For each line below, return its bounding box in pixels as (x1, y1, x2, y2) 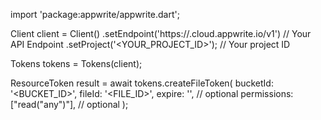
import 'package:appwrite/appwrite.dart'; (10, 9, 180, 20)
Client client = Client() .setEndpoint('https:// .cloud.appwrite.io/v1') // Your (10, 28, 312, 39)
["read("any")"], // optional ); (10, 99, 129, 110)
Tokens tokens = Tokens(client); (10, 58, 143, 69)
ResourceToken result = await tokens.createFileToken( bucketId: (10, 77, 274, 89)
